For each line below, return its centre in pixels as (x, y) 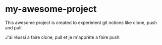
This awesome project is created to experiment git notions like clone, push (81, 22)
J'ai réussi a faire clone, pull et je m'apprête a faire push (62, 37)
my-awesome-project (51, 9)
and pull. (14, 27)
